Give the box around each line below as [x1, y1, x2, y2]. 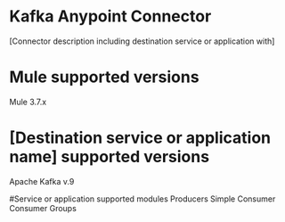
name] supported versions [9, 147, 210, 167]
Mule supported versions [9, 67, 199, 87]
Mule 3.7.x [9, 96, 47, 107]
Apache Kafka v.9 [9, 176, 75, 186]
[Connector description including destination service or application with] [9, 36, 275, 46]
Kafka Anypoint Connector [9, 6, 212, 27]
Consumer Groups [9, 202, 77, 213]
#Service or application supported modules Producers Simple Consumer [9, 193, 276, 204]
